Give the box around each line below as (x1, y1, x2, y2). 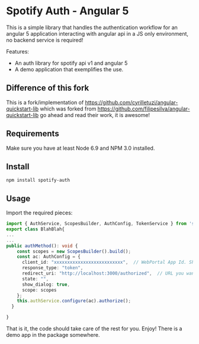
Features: (6, 48, 30, 55)
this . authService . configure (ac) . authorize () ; (17, 298, 131, 304)
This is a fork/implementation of (6, 99, 84, 106)
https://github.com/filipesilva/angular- (97, 105, 191, 112)
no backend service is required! (6, 36, 84, 43)
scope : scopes (21, 287, 57, 293)
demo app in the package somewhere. (6, 332, 100, 339)
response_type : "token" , (21, 265, 84, 271)
